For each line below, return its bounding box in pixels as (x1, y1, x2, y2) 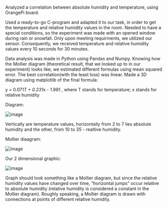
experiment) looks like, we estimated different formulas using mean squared (5, 66, 162, 72)
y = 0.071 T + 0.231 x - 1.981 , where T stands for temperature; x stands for (5, 87, 157, 92)
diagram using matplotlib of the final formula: (5, 77, 98, 83)
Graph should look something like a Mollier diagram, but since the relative (5, 175, 157, 181)
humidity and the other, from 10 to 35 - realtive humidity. (5, 126, 122, 132)
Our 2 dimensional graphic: (5, 155, 61, 161)
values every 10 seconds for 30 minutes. (5, 46, 89, 52)
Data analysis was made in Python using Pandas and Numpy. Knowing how (5, 56, 160, 62)
